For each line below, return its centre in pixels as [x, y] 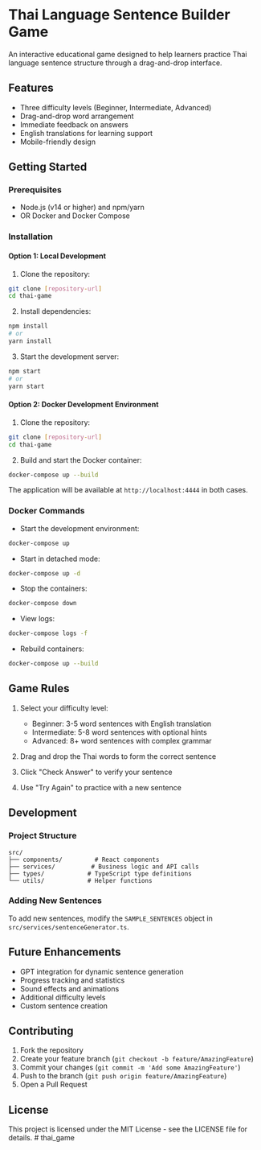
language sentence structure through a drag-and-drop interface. [115, 63]
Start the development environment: [80, 528]
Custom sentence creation [64, 1006]
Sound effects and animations [69, 988]
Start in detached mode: [60, 559]
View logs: [37, 619]
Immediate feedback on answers [74, 124]
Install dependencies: [55, 311]
